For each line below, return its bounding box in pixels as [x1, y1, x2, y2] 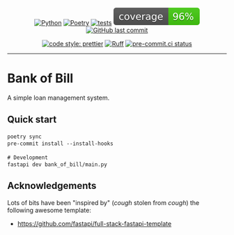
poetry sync [7, 133, 42, 140]
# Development [7, 154, 49, 161]
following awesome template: [7, 206, 92, 214]
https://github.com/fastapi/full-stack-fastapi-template [17, 219, 172, 227]
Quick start [7, 114, 57, 126]
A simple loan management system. [7, 93, 110, 102]
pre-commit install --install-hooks [7, 140, 114, 147]
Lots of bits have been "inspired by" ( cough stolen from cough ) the [7, 198, 200, 206]
